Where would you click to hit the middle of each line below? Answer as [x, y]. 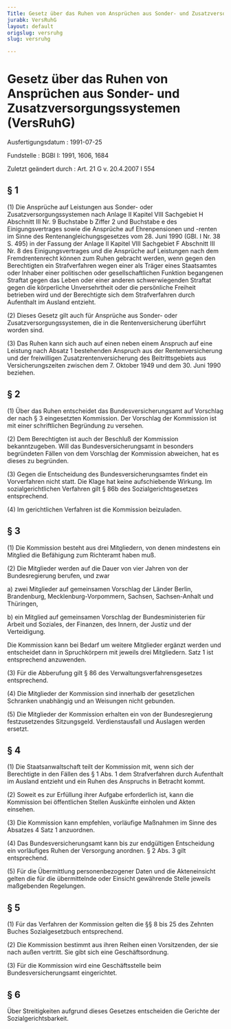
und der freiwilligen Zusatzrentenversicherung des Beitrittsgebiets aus [107, 358]
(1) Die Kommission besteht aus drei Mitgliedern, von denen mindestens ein [114, 547]
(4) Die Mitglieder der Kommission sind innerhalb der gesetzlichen [101, 693]
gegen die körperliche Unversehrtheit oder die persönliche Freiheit [101, 287]
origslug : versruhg [35, 33]
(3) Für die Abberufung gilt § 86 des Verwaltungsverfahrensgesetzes [105, 672]
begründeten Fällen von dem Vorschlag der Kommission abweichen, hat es [113, 453]
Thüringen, [23, 604]
